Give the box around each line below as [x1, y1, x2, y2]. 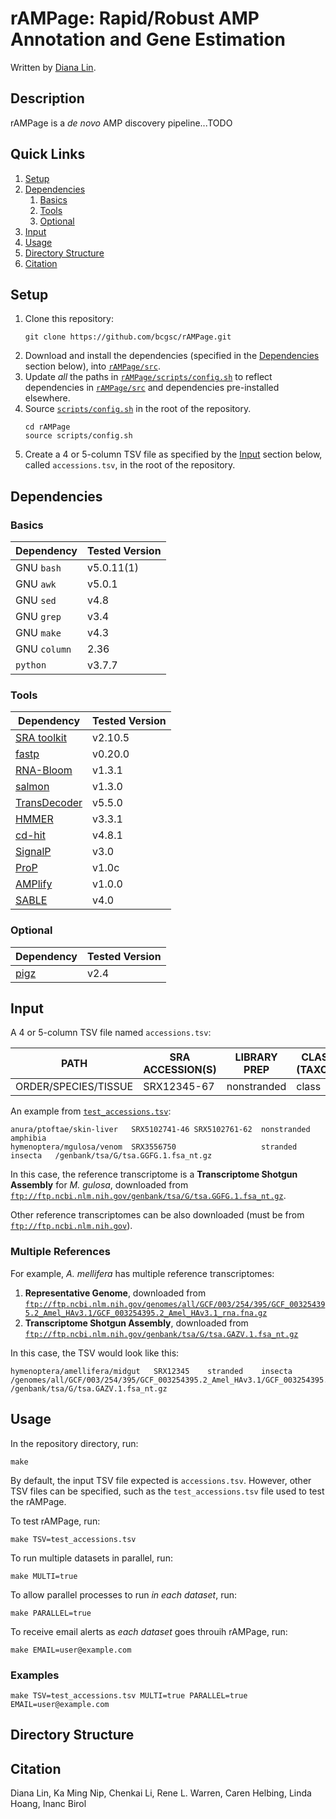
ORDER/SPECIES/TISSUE [15, 1080, 134, 1094]
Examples [10, 1668, 60, 1682]
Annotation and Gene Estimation [10, 28, 286, 51]
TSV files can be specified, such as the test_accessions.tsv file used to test [10, 1485, 325, 1497]
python [15, 660, 47, 671]
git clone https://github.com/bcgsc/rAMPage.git [24, 332, 232, 342]
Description [10, 90, 85, 107]
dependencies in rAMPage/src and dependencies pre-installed [24, 382, 280, 394]
